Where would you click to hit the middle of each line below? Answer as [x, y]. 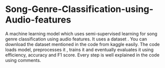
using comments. [23, 60]
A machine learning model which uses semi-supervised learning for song [81, 33]
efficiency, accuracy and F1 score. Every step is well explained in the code [82, 55]
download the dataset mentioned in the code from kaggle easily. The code [82, 44]
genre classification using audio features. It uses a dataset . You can [76, 39]
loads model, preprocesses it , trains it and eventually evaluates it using [79, 49]
